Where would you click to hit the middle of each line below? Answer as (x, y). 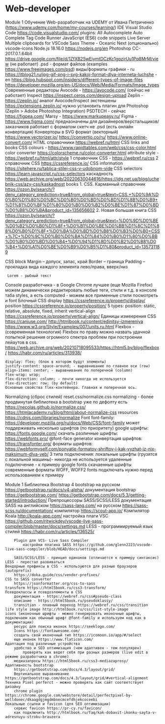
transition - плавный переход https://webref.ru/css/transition (81, 605)
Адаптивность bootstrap (29, 665)
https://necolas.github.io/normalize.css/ (45, 407)
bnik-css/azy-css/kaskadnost (35, 184)
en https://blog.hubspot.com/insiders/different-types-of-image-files (74, 80)
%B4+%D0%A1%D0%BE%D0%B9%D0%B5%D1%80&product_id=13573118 (82, 247)
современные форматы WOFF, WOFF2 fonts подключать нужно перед (79, 469)
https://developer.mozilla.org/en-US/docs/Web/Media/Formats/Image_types (82, 85)
